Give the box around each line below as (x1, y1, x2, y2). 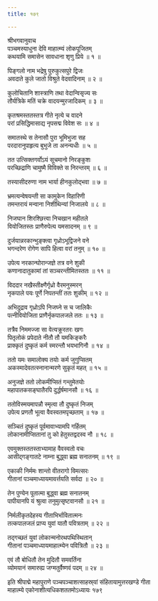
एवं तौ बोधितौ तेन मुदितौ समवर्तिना (7, 555, 82, 564)
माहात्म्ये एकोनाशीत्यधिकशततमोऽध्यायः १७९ (7, 585, 103, 594)
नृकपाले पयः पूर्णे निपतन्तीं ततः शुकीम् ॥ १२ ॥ (7, 289, 108, 297)
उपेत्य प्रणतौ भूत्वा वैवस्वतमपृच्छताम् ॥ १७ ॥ (7, 408, 105, 416)
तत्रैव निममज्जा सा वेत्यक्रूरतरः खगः (7, 325, 84, 334)
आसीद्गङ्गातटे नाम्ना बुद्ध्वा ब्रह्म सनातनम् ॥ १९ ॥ (7, 452, 120, 461)
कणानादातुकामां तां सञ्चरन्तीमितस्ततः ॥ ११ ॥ (7, 266, 110, 275)
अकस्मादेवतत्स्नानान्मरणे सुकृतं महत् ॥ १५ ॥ (7, 363, 107, 372)
